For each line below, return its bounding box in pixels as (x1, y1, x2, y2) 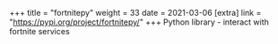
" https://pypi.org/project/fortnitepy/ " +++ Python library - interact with (9, 17, 269, 27)
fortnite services (9, 26, 70, 36)
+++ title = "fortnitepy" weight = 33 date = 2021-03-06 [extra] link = (9, 8, 262, 18)
